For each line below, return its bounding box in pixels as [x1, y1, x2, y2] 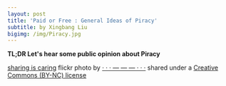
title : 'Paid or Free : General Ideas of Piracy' [7, 17, 158, 24]
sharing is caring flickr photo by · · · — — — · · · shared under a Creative [7, 63, 219, 72]
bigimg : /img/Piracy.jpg [7, 30, 81, 38]
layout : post [7, 10, 46, 18]
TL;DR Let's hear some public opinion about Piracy [7, 50, 160, 58]
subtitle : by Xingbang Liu [7, 23, 88, 31]
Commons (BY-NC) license [7, 71, 87, 80]
